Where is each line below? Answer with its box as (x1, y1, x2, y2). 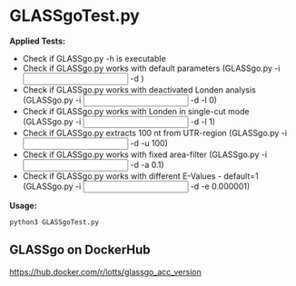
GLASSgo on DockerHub (9, 242, 152, 258)
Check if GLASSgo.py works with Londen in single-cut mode (22, 105, 250, 116)
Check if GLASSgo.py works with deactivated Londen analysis (22, 84, 256, 95)
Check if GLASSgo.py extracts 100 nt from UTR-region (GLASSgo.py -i (22, 127, 288, 138)
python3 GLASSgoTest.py (9, 217, 100, 227)
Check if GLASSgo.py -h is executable (22, 53, 166, 64)
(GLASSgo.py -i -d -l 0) (22, 94, 218, 105)
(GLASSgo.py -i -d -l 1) (22, 115, 216, 127)
